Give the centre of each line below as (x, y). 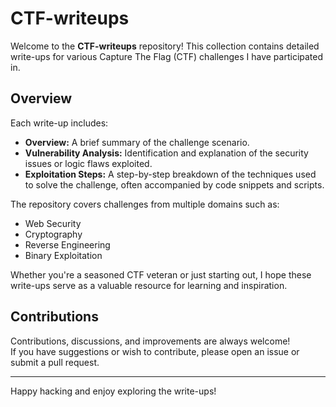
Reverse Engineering (67, 244)
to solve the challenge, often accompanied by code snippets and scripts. (174, 184)
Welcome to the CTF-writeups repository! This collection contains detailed (165, 46)
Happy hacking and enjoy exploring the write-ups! (113, 391)
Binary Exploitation (63, 255)
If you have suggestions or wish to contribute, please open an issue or (155, 351)
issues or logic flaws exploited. (88, 163)
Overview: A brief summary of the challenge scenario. (137, 142)
